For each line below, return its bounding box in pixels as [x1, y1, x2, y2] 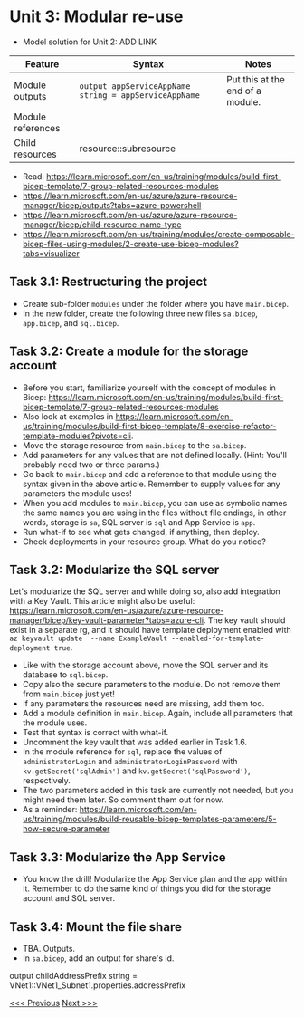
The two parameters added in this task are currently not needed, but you [22, 785, 294, 796]
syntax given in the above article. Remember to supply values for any [22, 478, 280, 489]
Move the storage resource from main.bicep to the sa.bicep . [22, 439, 247, 450]
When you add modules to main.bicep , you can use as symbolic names [22, 497, 288, 508]
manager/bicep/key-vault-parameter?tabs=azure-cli [9, 615, 204, 626]
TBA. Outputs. [22, 944, 75, 954]
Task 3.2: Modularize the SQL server [9, 561, 220, 577]
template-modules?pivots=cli [22, 430, 131, 441]
